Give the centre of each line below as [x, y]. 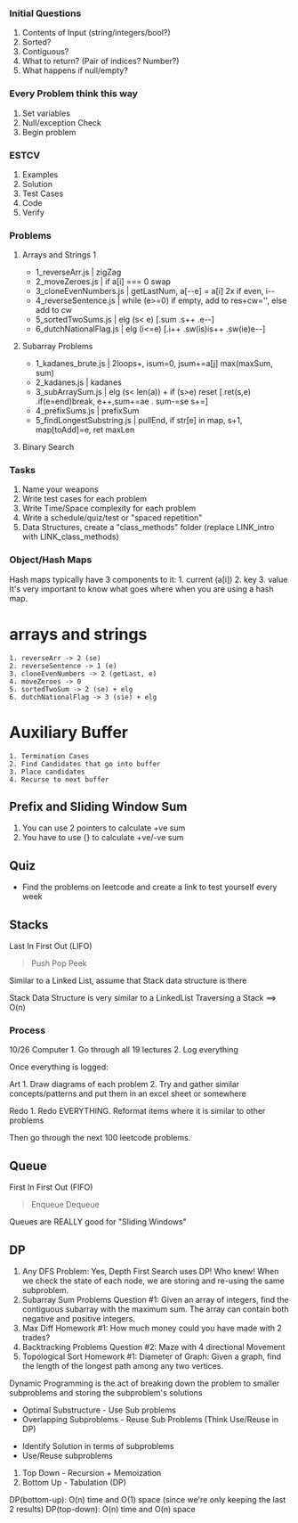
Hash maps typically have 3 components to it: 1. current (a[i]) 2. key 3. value [149, 579]
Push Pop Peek [59, 963]
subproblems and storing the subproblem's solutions [106, 1393]
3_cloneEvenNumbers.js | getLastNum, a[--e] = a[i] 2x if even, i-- [155, 291]
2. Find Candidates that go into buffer [85, 764]
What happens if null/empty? [75, 70]
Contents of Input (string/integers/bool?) [96, 33]
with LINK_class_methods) [71, 536]
